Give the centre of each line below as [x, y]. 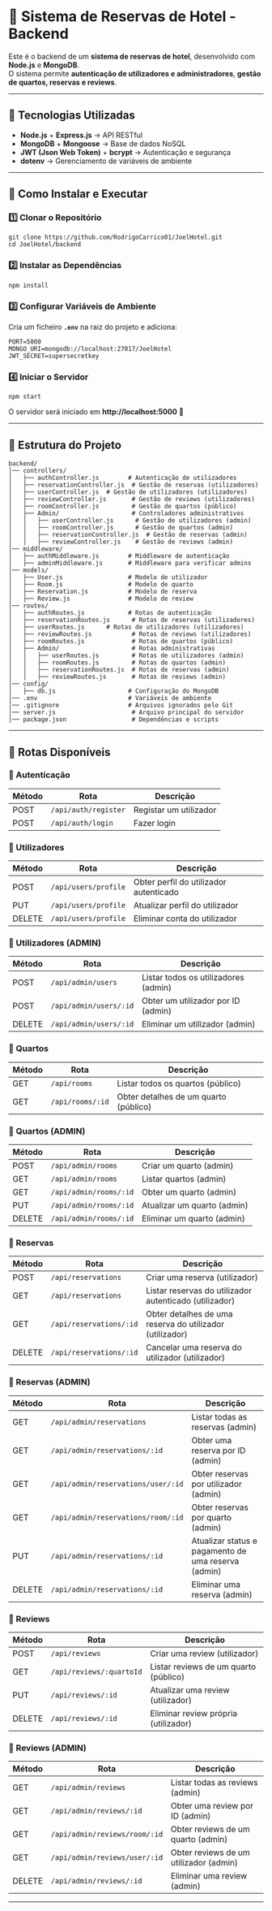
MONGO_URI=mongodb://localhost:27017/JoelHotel [90, 349]
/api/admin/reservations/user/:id [117, 1484]
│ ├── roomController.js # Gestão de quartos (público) [123, 507]
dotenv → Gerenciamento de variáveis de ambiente [106, 161]
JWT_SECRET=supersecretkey [54, 357]
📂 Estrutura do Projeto [65, 445]
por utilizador [217, 1484]
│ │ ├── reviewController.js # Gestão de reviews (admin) [121, 542]
